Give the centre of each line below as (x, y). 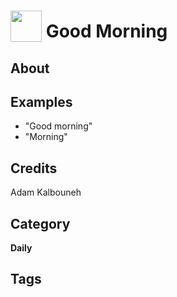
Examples (41, 101)
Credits (34, 168)
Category (40, 223)
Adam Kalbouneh (46, 192)
